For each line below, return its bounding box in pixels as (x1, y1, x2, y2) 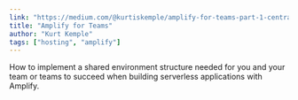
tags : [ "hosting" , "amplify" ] (9, 37, 122, 47)
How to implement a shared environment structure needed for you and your (9, 62, 286, 73)
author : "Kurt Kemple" (9, 29, 93, 38)
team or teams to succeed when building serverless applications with (9, 72, 263, 82)
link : (9, 12, 29, 22)
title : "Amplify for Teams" (9, 21, 114, 30)
